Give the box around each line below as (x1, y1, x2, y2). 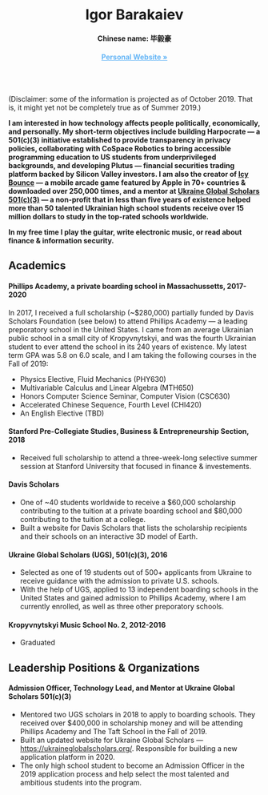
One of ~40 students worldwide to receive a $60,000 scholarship (19, 497, 236, 507)
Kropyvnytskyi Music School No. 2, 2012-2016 (8, 620, 166, 629)
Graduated (19, 638, 56, 648)
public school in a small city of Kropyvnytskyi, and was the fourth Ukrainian (8, 333, 257, 343)
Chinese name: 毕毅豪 (97, 34, 172, 43)
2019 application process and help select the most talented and (19, 769, 230, 778)
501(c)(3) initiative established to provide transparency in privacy (8, 135, 231, 145)
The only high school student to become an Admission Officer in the (19, 761, 246, 770)
